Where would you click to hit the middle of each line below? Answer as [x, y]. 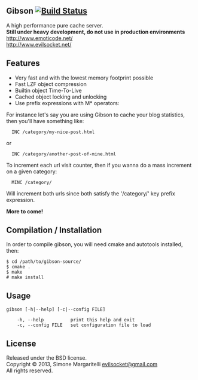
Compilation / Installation [54, 230]
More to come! [25, 211]
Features [23, 63]
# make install [25, 278]
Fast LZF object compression [51, 84]
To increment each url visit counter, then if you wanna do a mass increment [99, 165]
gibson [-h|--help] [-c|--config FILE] [56, 309]
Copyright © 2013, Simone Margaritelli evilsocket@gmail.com [82, 364]
